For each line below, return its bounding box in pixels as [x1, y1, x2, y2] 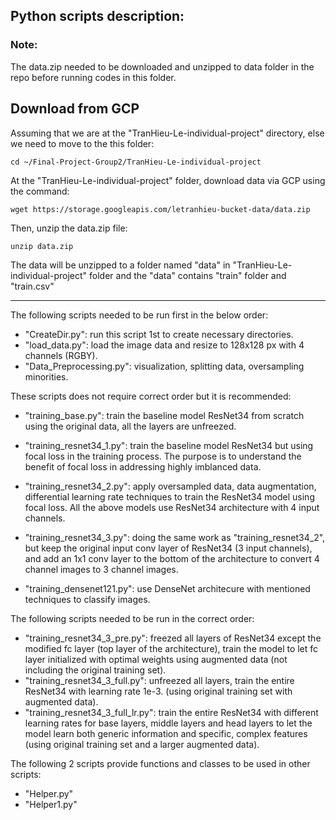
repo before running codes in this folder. [10, 71, 177, 83]
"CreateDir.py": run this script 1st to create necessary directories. [24, 328, 294, 340]
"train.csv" [10, 280, 55, 292]
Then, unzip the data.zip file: [10, 222, 128, 234]
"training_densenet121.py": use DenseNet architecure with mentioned [24, 582, 311, 594]
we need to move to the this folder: [10, 137, 155, 149]
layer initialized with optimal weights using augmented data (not [24, 653, 288, 665]
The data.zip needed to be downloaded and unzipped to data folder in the [10, 60, 315, 73]
